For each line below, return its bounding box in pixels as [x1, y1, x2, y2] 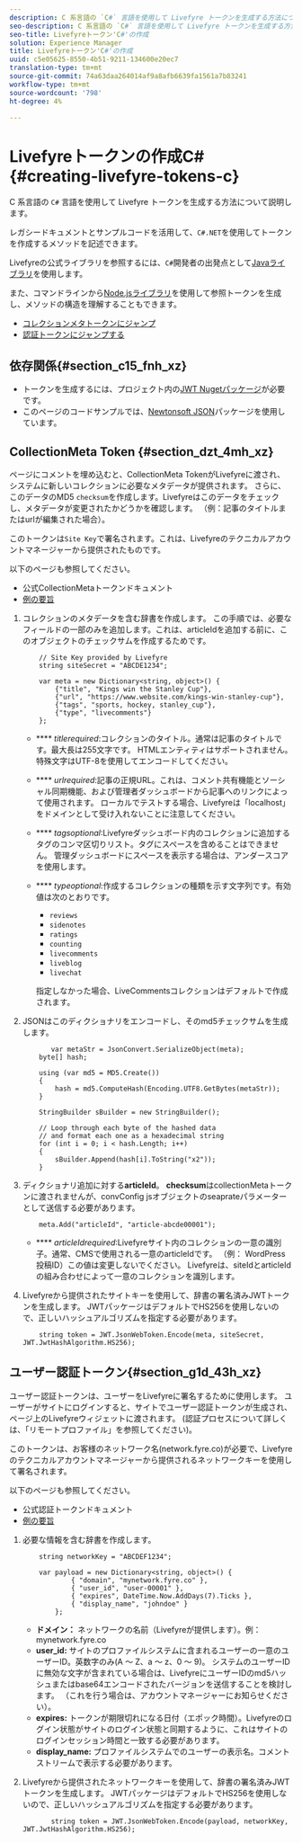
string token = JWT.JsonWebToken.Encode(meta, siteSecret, [39, 1330, 265, 1340]
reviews [49, 911, 78, 920]
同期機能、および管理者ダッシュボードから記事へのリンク [51, 786, 265, 797]
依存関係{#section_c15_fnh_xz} [9, 358, 187, 373]
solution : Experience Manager [9, 38, 123, 48]
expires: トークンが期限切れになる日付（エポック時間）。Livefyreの [35, 1712, 285, 1723]
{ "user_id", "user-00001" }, [70, 1583, 184, 1592]
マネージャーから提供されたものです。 [24, 544, 166, 555]
